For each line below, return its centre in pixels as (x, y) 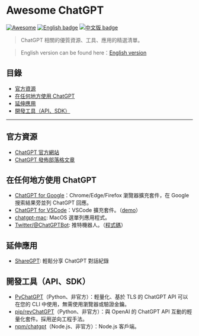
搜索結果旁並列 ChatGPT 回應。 (53, 203)
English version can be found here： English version (84, 52)
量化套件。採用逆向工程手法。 (51, 319)
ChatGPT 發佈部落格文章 (45, 159)
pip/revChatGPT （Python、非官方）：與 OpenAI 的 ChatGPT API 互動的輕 (103, 311)
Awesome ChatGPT (55, 10)
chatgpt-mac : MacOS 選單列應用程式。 (62, 217)
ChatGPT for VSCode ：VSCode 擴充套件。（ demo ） (78, 210)
